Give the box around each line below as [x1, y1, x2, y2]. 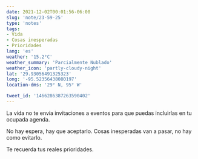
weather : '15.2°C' [6, 54, 53, 60]
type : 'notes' [6, 20, 42, 26]
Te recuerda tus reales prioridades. [6, 146, 94, 153]
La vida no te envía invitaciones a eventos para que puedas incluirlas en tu [6, 109, 192, 117]
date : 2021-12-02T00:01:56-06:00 [6, 8, 91, 15]
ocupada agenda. [6, 115, 50, 123]
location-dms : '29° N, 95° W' [6, 82, 83, 88]
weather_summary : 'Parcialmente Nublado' [6, 59, 113, 65]
